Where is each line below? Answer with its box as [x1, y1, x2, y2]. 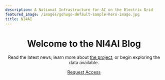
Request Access [67, 69, 101, 75]
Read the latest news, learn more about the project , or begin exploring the [8, 54, 160, 60]
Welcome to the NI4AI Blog [27, 38, 141, 49]
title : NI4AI [5, 16, 32, 21]
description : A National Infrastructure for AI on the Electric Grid [5, 7, 153, 12]
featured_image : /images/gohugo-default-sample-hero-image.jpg [5, 12, 140, 17]
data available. [69, 60, 99, 66]
